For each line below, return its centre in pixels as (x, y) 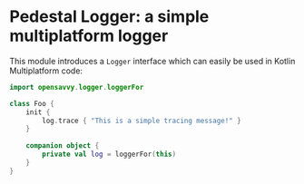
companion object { (63, 146)
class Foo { (32, 103)
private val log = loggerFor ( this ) (109, 155)
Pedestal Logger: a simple (109, 17)
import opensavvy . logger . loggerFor (77, 87)
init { (38, 112)
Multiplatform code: (46, 71)
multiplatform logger (89, 36)
